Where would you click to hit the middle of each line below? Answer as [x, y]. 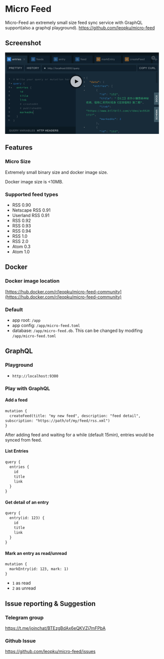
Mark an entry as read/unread [36, 553]
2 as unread [24, 588]
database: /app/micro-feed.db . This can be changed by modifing [77, 330]
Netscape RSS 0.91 [31, 210]
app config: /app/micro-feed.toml [46, 325]
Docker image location [32, 281]
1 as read [21, 583]
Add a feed [16, 400]
